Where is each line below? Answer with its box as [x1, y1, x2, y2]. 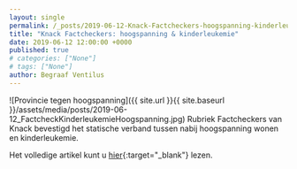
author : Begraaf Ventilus [9, 71, 104, 80]
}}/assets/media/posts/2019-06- [9, 104, 128, 115]
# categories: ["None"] [9, 54, 97, 63]
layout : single [9, 12, 65, 22]
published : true [9, 46, 69, 55]
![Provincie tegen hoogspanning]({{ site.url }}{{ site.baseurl [9, 95, 225, 105]
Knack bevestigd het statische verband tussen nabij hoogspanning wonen [9, 123, 279, 134]
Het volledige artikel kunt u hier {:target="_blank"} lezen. [9, 150, 213, 160]
